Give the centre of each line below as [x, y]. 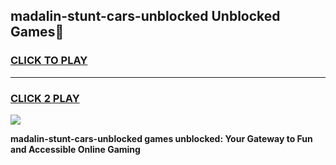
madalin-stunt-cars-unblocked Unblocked [145, 16]
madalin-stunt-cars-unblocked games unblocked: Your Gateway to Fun [161, 138]
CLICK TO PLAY [49, 61]
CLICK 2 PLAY [45, 98]
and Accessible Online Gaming [75, 149]
